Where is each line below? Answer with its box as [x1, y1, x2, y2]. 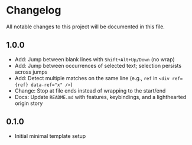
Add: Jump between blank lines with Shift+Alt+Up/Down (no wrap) [14, 55, 175, 62]
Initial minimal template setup [14, 132, 86, 139]
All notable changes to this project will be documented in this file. [6, 23, 165, 30]
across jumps [14, 68, 48, 75]
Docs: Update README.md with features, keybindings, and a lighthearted [14, 93, 187, 100]
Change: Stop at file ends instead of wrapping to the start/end [14, 87, 166, 94]
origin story [14, 100, 43, 107]
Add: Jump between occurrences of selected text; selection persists [14, 62, 182, 69]
